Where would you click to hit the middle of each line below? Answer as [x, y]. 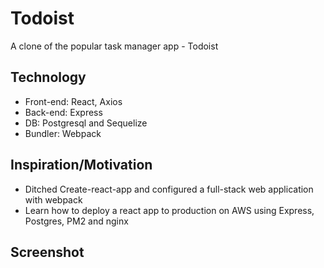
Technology [48, 77]
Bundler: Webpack [63, 133]
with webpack [53, 199]
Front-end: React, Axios [73, 101]
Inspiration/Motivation [81, 165]
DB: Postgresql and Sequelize [86, 123]
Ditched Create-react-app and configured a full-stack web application [169, 189]
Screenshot [47, 252]
